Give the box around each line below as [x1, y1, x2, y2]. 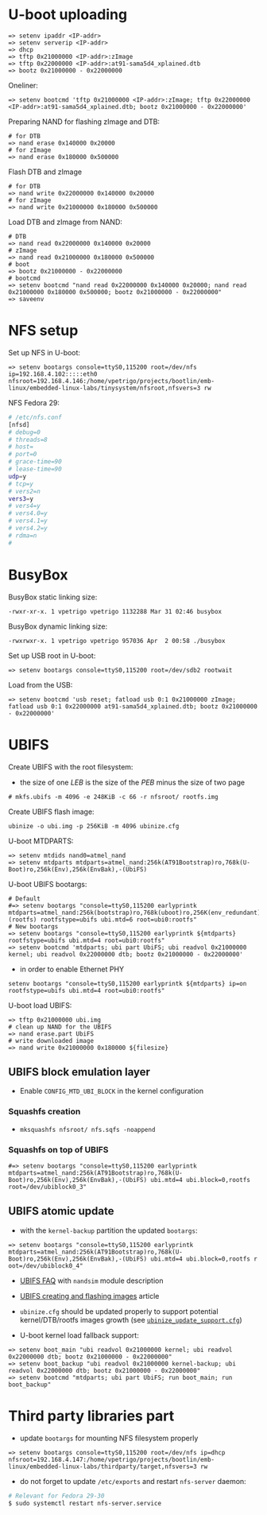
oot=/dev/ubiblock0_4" [8, 1261, 83, 1269]
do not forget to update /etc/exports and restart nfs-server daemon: [19, 1476, 246, 1486]
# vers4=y [8, 502, 41, 510]
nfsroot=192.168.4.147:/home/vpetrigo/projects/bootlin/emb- [8, 1455, 215, 1463]
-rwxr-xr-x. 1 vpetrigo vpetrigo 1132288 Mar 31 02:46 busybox [8, 607, 222, 615]
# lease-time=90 [8, 465, 62, 473]
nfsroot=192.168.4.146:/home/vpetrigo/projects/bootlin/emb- [8, 377, 215, 385]
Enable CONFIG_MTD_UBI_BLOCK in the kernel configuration [19, 1087, 204, 1096]
